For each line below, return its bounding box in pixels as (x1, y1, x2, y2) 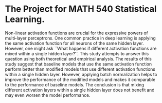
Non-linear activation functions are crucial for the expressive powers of (5, 30, 148, 36)
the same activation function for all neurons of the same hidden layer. (5, 40, 144, 46)
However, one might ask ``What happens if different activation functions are (5, 45, 157, 51)
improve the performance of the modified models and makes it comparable (5, 77, 156, 82)
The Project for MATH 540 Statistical (5, 3, 157, 15)
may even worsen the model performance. (5, 92, 90, 98)
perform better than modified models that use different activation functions (5, 66, 156, 72)
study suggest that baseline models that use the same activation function (5, 61, 152, 67)
